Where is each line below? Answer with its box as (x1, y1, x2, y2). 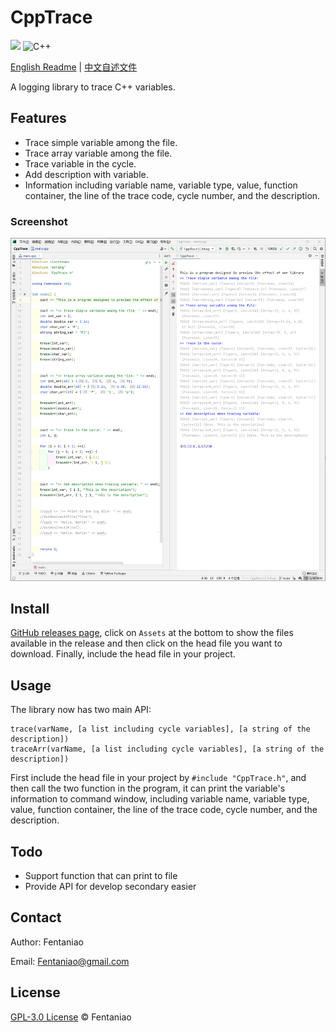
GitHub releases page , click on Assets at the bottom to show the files (10, 627, 294, 639)
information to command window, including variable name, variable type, (10, 793, 310, 805)
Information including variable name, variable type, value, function (24, 179, 298, 191)
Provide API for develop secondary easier (24, 880, 197, 892)
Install (10, 600, 50, 617)
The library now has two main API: (10, 704, 152, 716)
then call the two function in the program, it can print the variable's (10, 782, 286, 795)
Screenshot (10, 214, 68, 228)
